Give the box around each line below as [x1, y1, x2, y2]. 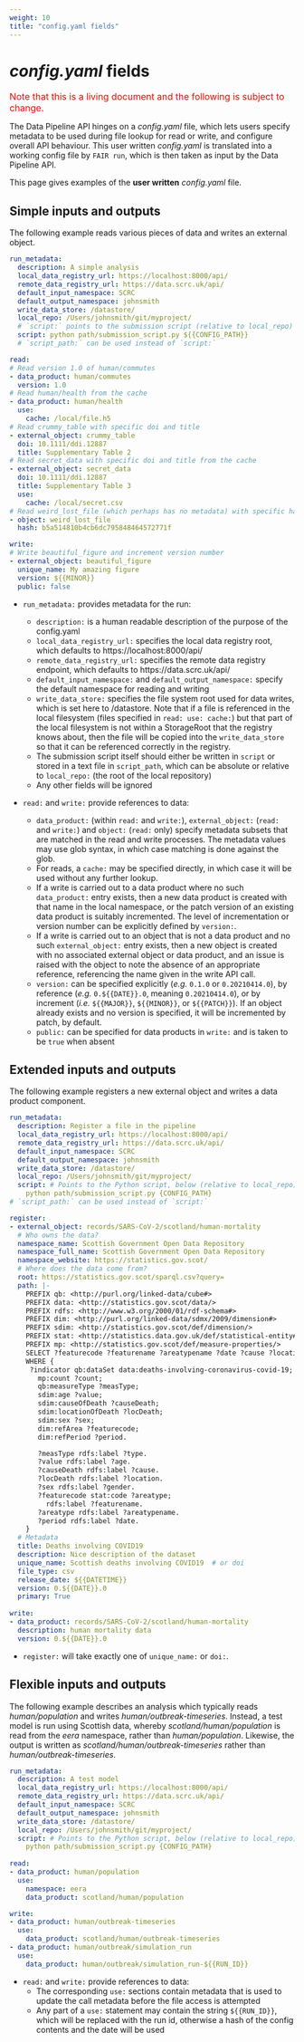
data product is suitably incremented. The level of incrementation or [35, 911, 290, 922]
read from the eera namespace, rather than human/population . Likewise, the [9, 1730, 295, 1740]
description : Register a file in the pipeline [17, 1122, 196, 1131]
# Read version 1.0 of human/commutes [9, 363, 156, 372]
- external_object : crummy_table [9, 431, 136, 440]
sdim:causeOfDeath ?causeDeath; [37, 1399, 160, 1408]
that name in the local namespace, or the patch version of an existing [35, 901, 294, 912]
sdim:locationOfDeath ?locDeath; [37, 1407, 165, 1417]
